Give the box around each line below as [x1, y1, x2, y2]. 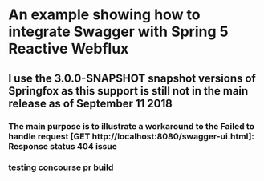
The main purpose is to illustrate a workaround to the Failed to [8, 120, 255, 131]
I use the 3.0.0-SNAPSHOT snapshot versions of [8, 71, 257, 85]
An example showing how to [8, 6, 201, 24]
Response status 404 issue [8, 140, 118, 151]
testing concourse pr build [8, 162, 114, 173]
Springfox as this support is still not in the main [8, 84, 249, 98]
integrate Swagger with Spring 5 [8, 22, 229, 41]
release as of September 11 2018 [8, 96, 173, 110]
